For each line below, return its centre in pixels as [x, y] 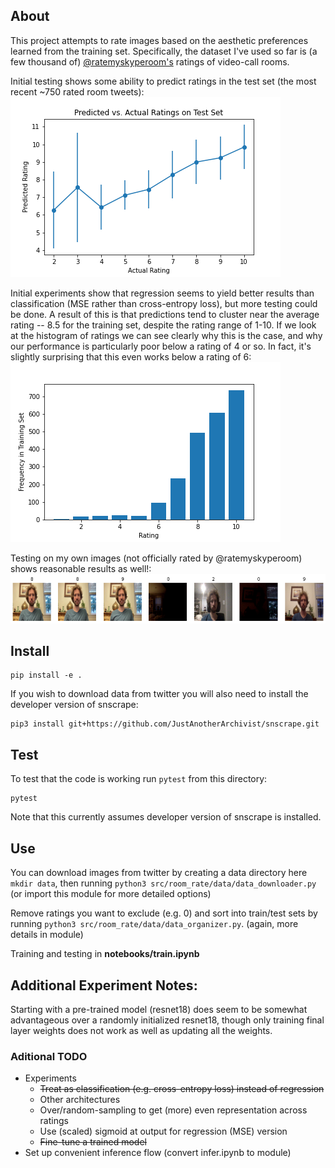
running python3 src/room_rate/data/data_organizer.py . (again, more [154, 924]
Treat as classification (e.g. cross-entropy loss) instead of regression [182, 1089]
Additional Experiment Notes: [104, 985]
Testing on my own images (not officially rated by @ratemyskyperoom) [156, 558]
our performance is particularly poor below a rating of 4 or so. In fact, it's [161, 346]
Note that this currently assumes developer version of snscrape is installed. [166, 817]
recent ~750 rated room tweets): [77, 91]
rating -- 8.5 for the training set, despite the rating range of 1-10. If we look [163, 325]
